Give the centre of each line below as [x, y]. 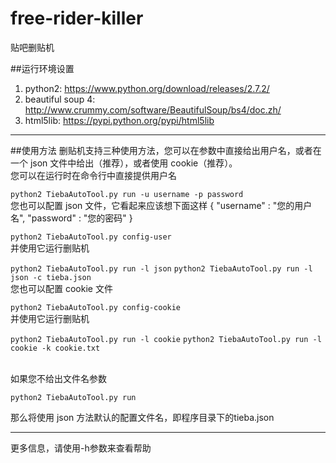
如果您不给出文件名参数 [58, 378]
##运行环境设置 [42, 68]
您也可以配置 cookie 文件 [61, 288]
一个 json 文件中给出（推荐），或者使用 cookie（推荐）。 [124, 163]
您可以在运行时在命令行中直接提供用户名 [93, 175]
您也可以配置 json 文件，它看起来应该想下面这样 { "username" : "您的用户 [161, 205]
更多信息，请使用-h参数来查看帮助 [81, 448]
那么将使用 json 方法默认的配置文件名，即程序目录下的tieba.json [142, 417]
